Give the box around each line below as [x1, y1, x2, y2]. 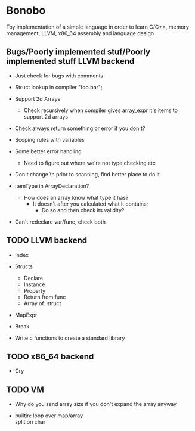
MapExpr [14, 311, 38, 318]
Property [23, 287, 46, 294]
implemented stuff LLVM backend [6, 56, 135, 66]
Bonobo [6, 4, 46, 17]
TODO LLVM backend [6, 235, 88, 246]
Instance [23, 281, 45, 288]
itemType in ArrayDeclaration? [14, 182, 89, 190]
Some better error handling [14, 147, 82, 155]
